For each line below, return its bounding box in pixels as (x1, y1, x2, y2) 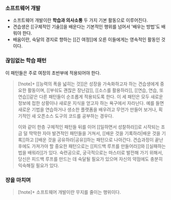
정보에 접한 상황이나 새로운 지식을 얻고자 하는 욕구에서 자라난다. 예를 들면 (17, 100, 164, 106)
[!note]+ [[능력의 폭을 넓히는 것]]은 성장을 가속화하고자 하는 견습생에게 (17, 81, 159, 87)
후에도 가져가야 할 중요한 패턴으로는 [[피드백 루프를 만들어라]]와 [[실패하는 (17, 143, 166, 149)
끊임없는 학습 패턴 (5, 57, 47, 64)
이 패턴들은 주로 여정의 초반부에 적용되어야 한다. (5, 69, 101, 76)
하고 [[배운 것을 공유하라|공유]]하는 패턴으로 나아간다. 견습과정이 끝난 (25, 136, 164, 142)
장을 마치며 (5, 176, 31, 184)
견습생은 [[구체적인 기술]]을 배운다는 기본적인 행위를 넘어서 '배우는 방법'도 (12, 24, 160, 30)
